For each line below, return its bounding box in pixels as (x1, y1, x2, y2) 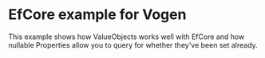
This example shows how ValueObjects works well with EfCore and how (8, 32, 245, 41)
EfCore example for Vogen (8, 6, 187, 24)
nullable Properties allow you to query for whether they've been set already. (8, 40, 258, 49)
